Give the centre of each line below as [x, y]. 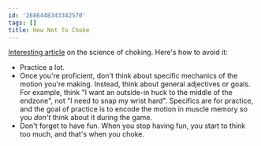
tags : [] [22, 23]
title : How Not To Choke [49, 30]
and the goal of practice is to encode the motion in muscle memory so [134, 109]
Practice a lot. [42, 68]
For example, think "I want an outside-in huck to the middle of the [126, 93]
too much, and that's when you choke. [82, 134]
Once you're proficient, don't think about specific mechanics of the [129, 76]
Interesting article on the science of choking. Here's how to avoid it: [118, 53]
